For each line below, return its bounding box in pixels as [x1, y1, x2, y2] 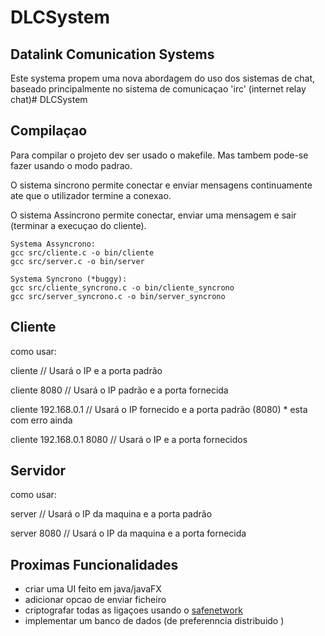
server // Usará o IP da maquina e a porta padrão [10, 508, 213, 520]
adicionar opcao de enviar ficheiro [24, 594, 167, 606]
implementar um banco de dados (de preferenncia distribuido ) [24, 615, 285, 627]
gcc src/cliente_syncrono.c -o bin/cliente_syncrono [10, 282, 235, 293]
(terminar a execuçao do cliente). [10, 219, 147, 231]
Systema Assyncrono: [10, 239, 97, 249]
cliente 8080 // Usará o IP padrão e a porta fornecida [10, 384, 229, 396]
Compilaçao [10, 122, 88, 140]
